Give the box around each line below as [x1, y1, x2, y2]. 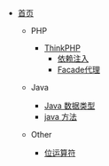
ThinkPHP [43, 43, 82, 53]
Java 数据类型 [43, 100, 96, 111]
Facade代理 [57, 65, 100, 75]
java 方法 [43, 112, 78, 122]
